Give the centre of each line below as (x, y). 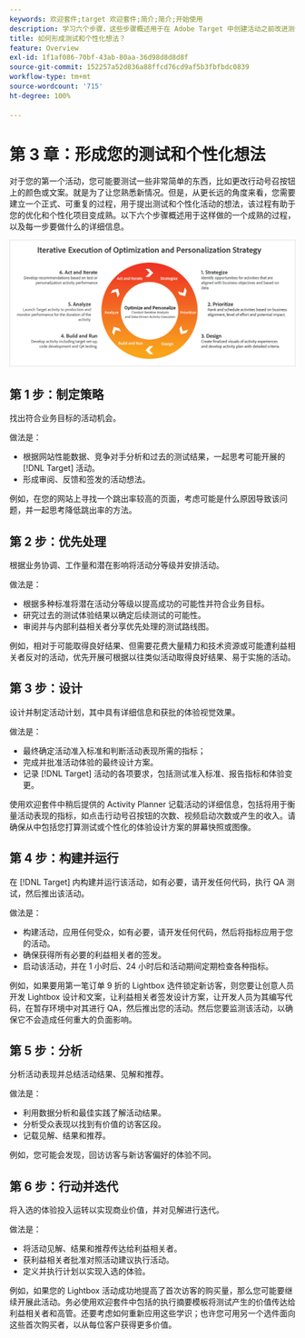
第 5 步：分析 (46, 1051)
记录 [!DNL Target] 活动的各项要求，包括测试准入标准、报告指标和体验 (153, 774)
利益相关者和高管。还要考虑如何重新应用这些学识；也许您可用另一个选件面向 (152, 1313)
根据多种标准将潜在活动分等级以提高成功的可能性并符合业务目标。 (146, 604)
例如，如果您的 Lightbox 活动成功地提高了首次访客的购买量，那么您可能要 (147, 1291)
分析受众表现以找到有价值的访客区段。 (94, 1124)
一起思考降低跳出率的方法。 (85, 510)
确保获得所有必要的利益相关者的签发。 (94, 954)
